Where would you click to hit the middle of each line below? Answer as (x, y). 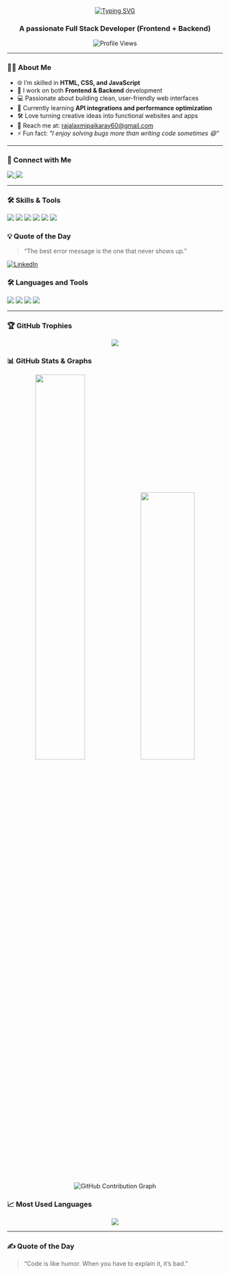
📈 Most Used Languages (50, 1204)
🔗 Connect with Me (39, 160)
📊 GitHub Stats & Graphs (50, 361)
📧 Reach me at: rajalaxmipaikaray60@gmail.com (85, 125)
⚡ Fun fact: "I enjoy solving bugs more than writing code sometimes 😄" (118, 133)
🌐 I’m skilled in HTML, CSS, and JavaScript (78, 82)
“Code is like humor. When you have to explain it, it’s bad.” (106, 1263)
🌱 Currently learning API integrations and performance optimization (114, 108)
